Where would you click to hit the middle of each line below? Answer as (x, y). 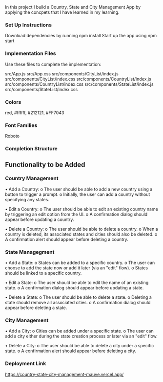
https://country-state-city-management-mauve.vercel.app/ (64, 374)
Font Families (21, 125)
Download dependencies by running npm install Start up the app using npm (81, 36)
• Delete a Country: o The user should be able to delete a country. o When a (81, 229)
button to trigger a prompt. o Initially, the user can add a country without (78, 194)
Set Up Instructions (29, 25)
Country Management (32, 178)
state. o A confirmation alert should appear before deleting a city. (71, 351)
